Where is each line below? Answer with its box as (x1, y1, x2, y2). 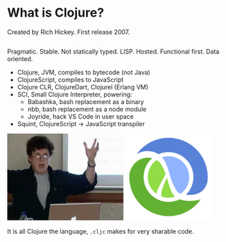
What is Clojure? (7, 5, 105, 21)
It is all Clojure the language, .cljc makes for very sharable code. (7, 227, 194, 235)
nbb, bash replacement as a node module (27, 105, 147, 113)
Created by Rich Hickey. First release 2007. (7, 28, 130, 36)
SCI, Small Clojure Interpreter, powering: (17, 90, 133, 98)
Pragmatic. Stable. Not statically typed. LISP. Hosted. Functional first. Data (7, 47, 220, 55)
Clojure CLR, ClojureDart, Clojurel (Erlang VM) (17, 83, 149, 91)
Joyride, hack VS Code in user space (27, 112, 134, 121)
